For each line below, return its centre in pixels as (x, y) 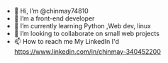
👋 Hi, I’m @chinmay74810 (51, 11)
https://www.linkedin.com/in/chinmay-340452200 (88, 52)
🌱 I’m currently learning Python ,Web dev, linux (82, 26)
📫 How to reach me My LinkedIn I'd (66, 41)
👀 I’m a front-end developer (54, 18)
